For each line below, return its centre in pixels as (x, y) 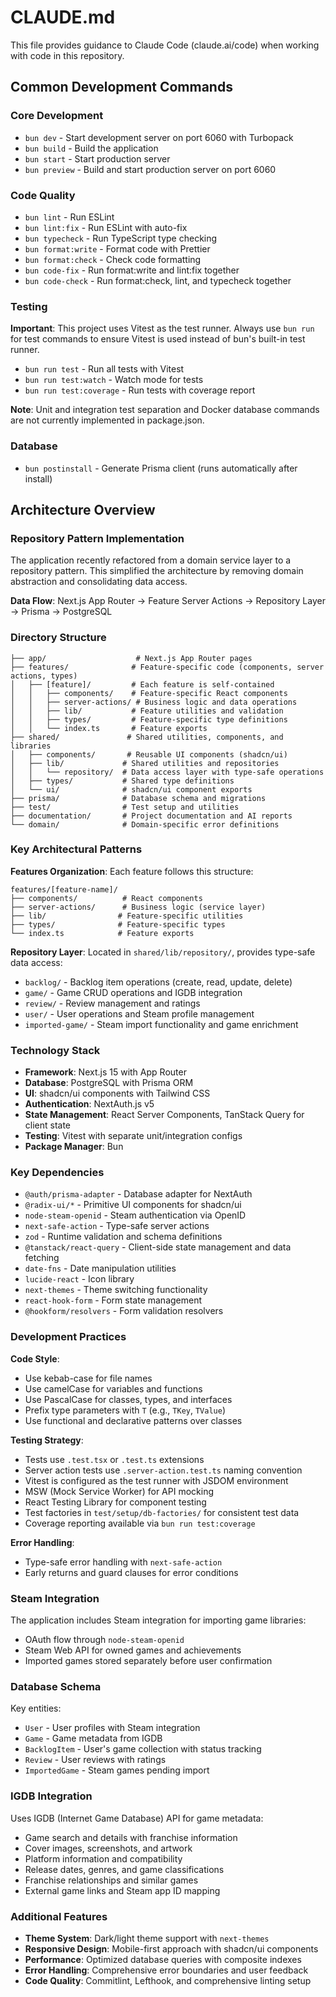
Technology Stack (55, 1050)
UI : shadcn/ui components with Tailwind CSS (117, 1093)
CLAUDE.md (63, 17)
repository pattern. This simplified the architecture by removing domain (157, 571)
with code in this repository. (67, 55)
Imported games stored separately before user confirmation (148, 1660)
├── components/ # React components (106, 898)
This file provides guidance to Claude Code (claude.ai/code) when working (165, 45)
